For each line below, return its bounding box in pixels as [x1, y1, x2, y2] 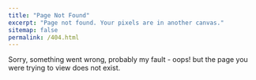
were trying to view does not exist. [8, 64, 121, 73]
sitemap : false [8, 26, 58, 34]
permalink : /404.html [8, 33, 80, 42]
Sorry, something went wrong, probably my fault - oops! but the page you [8, 55, 249, 64]
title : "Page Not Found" [8, 11, 90, 20]
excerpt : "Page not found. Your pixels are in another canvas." [8, 19, 224, 27]
